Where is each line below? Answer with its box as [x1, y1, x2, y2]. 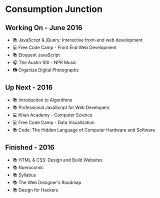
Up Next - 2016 [5, 83, 53, 92]
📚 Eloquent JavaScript [12, 52, 60, 58]
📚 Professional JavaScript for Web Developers [12, 104, 110, 110]
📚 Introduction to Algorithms [12, 96, 72, 103]
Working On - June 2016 [5, 23, 82, 32]
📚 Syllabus [12, 171, 36, 178]
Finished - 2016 [5, 143, 55, 152]
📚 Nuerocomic [12, 164, 44, 170]
